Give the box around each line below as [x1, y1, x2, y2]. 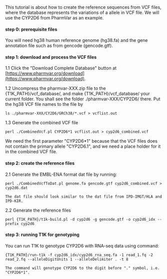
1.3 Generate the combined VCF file [5, 120, 78, 126]
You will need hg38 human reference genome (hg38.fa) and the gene [5, 37, 148, 43]
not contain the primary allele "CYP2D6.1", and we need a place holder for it [5, 143, 161, 149]
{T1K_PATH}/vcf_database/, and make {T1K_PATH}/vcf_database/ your [5, 91, 150, 97]
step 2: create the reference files [5, 160, 75, 166]
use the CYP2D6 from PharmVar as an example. [5, 15, 104, 20]
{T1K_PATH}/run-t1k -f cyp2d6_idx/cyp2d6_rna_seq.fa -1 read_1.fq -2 [5, 252, 153, 258]
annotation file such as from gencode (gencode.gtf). [5, 42, 113, 49]
